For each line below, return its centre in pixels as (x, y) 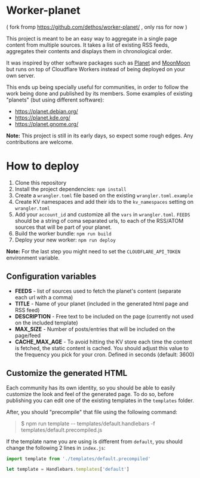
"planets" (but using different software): (55, 100)
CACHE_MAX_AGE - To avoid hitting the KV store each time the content (103, 342)
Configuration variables (51, 276)
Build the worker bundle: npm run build (63, 233)
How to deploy (43, 166)
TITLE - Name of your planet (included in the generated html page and (101, 304)
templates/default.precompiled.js (61, 430)
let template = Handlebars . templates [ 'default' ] (68, 470)
